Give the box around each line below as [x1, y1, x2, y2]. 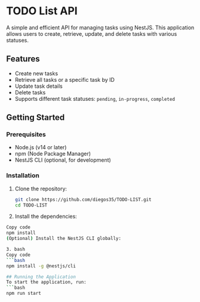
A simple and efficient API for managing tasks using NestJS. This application [6, 24, 195, 31]
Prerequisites [6, 130, 46, 138]
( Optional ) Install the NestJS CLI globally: [6, 236, 121, 242]
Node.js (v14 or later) [14, 144, 67, 151]
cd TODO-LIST [14, 202, 48, 208]
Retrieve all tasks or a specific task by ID [14, 76, 115, 83]
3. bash [6, 246, 26, 252]
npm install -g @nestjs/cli [6, 263, 76, 269]
